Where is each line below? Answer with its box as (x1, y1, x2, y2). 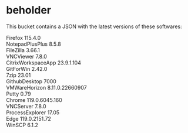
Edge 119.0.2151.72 (6, 115, 52, 122)
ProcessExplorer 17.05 (6, 109, 60, 116)
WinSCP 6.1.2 (6, 121, 38, 128)
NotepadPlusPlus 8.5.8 (6, 40, 62, 47)
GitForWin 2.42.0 (6, 65, 48, 72)
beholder (6, 4, 52, 17)
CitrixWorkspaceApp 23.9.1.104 (6, 59, 81, 66)
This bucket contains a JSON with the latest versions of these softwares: (6, 23, 182, 30)
